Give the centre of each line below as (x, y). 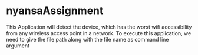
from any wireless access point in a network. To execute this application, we (99, 33)
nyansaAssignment (55, 11)
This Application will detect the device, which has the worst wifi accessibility (99, 27)
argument (18, 46)
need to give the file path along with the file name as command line (88, 39)
